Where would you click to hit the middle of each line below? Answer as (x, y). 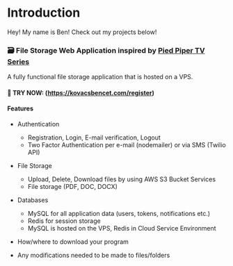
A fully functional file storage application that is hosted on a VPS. (100, 77)
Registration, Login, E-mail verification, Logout (94, 138)
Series (18, 62)
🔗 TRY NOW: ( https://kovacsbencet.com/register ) (81, 92)
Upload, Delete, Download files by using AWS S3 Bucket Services (122, 179)
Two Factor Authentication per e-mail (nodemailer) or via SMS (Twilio (127, 145)
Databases (33, 200)
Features (20, 108)
